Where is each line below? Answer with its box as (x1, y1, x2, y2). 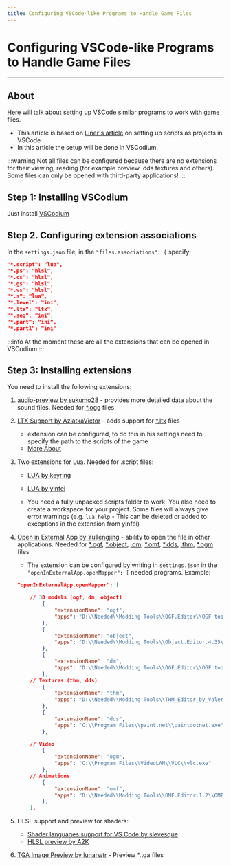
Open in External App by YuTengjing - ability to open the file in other (16, 533, 210, 542)
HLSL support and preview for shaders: (16, 817, 129, 825)
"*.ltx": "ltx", (7, 306, 54, 313)
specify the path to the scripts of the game (27, 437, 149, 445)
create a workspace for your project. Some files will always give (27, 505, 208, 513)
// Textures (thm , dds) (30, 677, 98, 684)
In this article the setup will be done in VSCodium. (16, 144, 159, 152)
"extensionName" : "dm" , (54, 658, 122, 665)
